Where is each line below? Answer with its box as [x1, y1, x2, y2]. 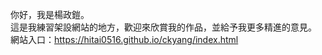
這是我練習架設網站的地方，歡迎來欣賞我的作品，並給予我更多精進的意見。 [10, 21, 317, 33]
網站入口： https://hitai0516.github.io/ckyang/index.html [10, 34, 239, 45]
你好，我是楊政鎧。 [10, 9, 90, 20]
